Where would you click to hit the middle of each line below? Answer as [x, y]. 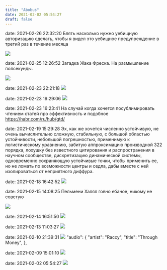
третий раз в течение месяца [37, 44]
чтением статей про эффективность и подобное [57, 114]
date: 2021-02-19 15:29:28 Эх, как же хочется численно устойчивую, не [82, 129]
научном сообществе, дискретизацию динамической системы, [74, 156]
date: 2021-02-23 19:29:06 [33, 99]
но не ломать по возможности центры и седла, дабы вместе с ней [77, 166]
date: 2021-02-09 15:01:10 [32, 253]
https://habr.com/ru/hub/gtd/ [35, 119]
